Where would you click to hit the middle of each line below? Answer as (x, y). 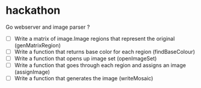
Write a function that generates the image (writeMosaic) (84, 78)
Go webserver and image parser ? (48, 27)
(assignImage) (32, 72)
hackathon (33, 10)
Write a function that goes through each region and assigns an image (100, 65)
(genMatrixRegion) (38, 45)
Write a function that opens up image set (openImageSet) (85, 59)
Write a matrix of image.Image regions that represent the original (94, 38)
